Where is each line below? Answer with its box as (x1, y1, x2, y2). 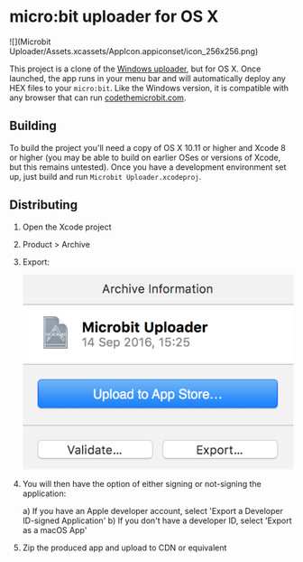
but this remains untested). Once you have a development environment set (9, 161, 287, 173)
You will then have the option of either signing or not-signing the (22, 478, 262, 489)
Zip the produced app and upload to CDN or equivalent (22, 542, 227, 553)
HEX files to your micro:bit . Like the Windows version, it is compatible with (9, 82, 289, 93)
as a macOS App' (22, 524, 87, 535)
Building (9, 118, 57, 134)
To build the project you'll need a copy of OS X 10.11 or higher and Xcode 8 (9, 142, 287, 153)
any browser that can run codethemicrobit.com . (9, 92, 187, 103)
